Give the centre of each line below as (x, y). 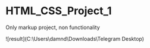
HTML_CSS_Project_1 (59, 11)
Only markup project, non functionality (53, 27)
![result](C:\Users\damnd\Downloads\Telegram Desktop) (75, 39)
